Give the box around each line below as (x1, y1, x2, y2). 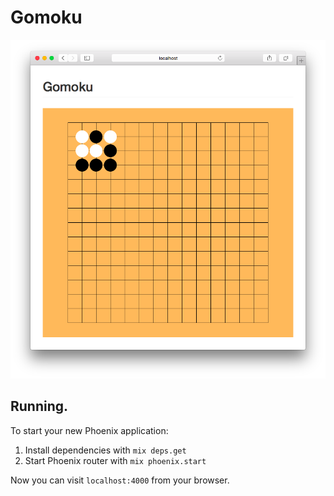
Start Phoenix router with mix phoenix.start (24, 454, 207, 466)
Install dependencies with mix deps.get (24, 444, 187, 456)
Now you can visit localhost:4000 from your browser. (10, 474, 230, 486)
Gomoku (10, 6, 83, 29)
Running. (10, 398, 69, 415)
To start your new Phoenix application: (10, 424, 169, 436)
